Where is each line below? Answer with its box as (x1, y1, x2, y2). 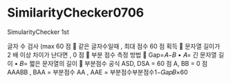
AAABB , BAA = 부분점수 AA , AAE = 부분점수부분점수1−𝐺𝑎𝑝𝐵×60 (7, 68, 188, 76)
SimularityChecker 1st (7, 28, 69, 36)
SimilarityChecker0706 (7, 5, 144, 21)
